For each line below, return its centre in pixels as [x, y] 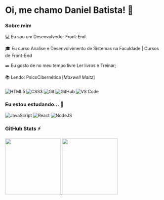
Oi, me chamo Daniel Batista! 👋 [69, 10]
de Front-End [19, 56]
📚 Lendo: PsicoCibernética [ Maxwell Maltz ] [50, 77]
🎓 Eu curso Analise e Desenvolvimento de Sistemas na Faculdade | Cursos [82, 49]
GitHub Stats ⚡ [23, 129]
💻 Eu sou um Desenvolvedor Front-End [45, 37]
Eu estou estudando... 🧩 [34, 105]
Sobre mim [19, 26]
